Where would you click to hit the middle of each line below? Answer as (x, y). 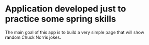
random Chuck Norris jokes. (33, 37)
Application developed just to (66, 9)
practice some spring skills (61, 19)
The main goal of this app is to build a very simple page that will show (75, 32)
